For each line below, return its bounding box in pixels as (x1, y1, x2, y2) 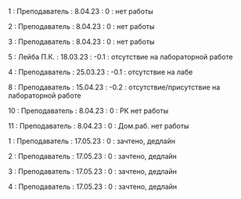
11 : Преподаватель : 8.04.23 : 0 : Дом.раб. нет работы (8, 121, 189, 130)
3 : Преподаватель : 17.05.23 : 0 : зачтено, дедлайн (8, 167, 178, 175)
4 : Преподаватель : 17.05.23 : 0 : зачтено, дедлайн (8, 182, 178, 191)
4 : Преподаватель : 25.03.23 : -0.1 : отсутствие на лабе (8, 67, 193, 77)
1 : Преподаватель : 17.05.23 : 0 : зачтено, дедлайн (8, 136, 176, 146)
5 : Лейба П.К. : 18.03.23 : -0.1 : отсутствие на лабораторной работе (8, 52, 233, 61)
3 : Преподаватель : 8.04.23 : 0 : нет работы (8, 37, 155, 46)
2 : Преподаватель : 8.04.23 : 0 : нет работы (8, 22, 155, 31)
